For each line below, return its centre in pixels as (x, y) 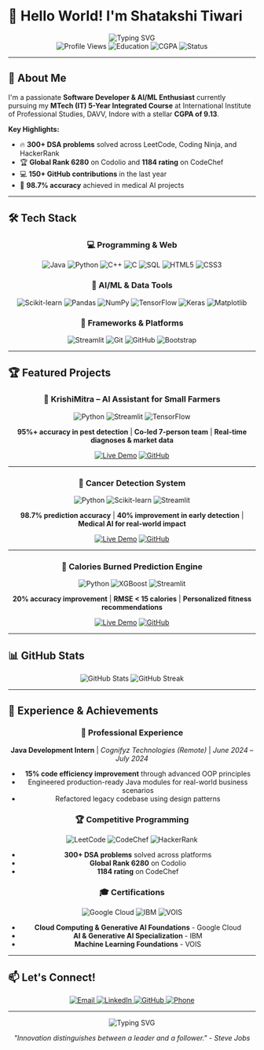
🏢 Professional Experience (132, 732)
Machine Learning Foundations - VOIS (138, 944)
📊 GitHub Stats (46, 655)
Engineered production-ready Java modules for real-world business (138, 782)
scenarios (138, 790)
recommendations (132, 608)
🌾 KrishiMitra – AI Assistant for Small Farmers (132, 399)
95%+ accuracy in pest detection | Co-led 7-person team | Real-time (132, 431)
